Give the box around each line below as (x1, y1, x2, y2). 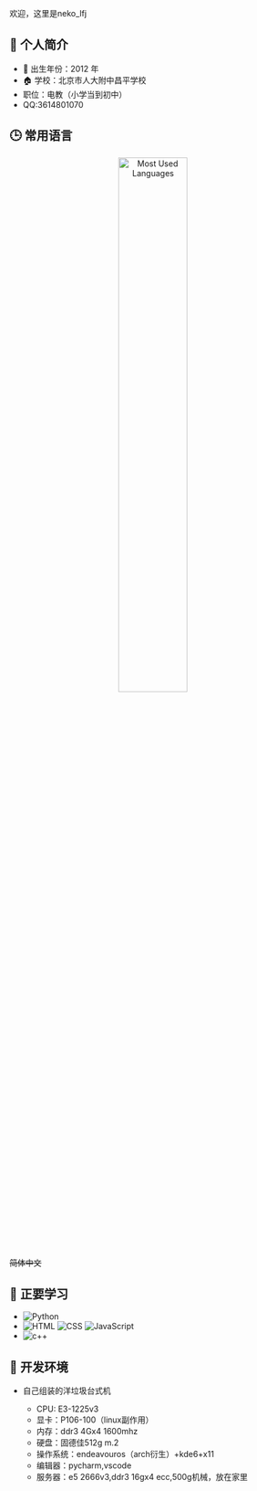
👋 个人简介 (9, 37, 68, 53)
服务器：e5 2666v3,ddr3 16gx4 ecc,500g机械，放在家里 (36, 1472, 248, 1483)
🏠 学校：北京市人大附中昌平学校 (22, 74, 147, 85)
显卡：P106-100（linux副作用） (36, 1414, 154, 1425)
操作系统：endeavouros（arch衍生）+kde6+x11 (36, 1449, 214, 1460)
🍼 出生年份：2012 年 (22, 63, 99, 74)
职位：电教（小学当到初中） (22, 89, 128, 100)
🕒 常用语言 (9, 128, 73, 143)
